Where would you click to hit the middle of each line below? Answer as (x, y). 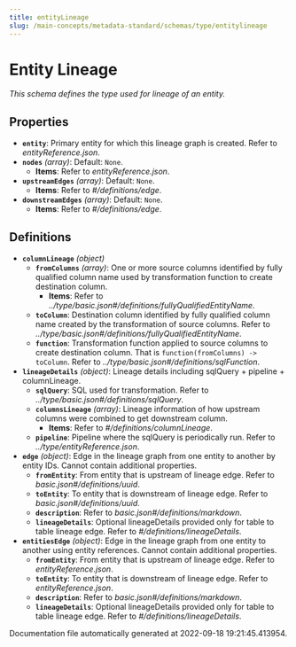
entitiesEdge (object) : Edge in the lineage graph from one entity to (144, 541)
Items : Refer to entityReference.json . (102, 171)
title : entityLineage (49, 17)
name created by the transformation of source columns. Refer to (152, 324)
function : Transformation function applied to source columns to (152, 343)
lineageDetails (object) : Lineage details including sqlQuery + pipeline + (153, 371)
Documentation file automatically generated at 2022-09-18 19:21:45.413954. (148, 634)
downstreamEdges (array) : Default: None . (92, 199)
